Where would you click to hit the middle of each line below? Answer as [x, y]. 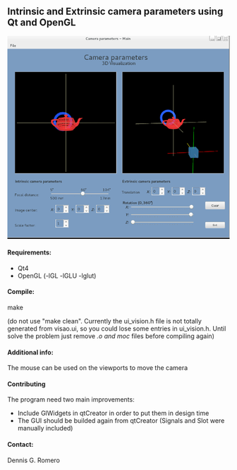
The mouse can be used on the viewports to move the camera [98, 368]
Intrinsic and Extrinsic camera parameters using [115, 12]
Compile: [21, 292]
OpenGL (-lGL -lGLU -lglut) [57, 276]
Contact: [20, 444]
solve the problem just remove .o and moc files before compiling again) [111, 336]
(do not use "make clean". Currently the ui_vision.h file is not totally [105, 321]
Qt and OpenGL [42, 23]
